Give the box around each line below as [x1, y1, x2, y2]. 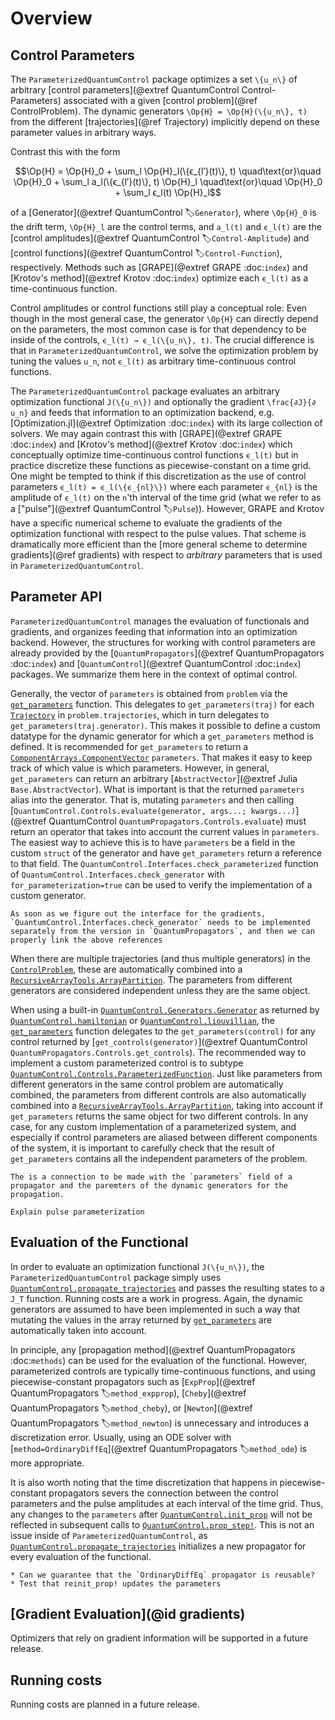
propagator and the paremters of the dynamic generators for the [10, 1180, 288, 1191]
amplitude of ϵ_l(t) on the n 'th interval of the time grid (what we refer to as [10, 492, 322, 503]
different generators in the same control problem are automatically [10, 1078, 284, 1090]
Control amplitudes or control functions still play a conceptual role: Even [10, 302, 308, 314]
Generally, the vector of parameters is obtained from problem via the [10, 687, 288, 699]
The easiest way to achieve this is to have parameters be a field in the [10, 836, 296, 848]
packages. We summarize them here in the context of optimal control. [10, 668, 298, 680]
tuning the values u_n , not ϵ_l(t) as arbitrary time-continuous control [10, 355, 297, 367]
